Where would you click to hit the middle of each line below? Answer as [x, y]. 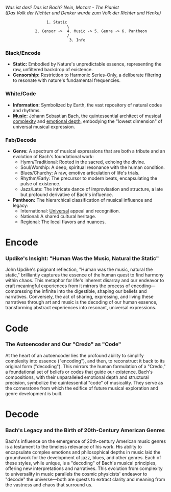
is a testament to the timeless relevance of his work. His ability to [74, 447]
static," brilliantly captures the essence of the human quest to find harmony [84, 275]
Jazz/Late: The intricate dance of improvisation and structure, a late [92, 189]
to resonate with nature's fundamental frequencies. [67, 80]
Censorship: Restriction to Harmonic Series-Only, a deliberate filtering [87, 75]
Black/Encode [23, 53]
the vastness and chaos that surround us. [49, 485]
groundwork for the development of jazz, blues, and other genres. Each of [83, 458]
